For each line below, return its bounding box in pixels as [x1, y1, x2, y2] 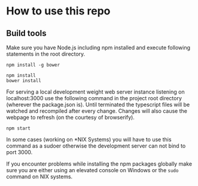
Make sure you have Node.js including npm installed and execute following [6, 44, 190, 51]
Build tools [6, 28, 47, 38]
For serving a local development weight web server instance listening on [6, 88, 185, 95]
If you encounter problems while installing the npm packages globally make [6, 160, 193, 167]
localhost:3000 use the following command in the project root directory [6, 95, 182, 101]
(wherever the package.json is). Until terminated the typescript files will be [6, 101, 190, 108]
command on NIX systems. [6, 173, 73, 180]
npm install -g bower [6, 62, 60, 68]
